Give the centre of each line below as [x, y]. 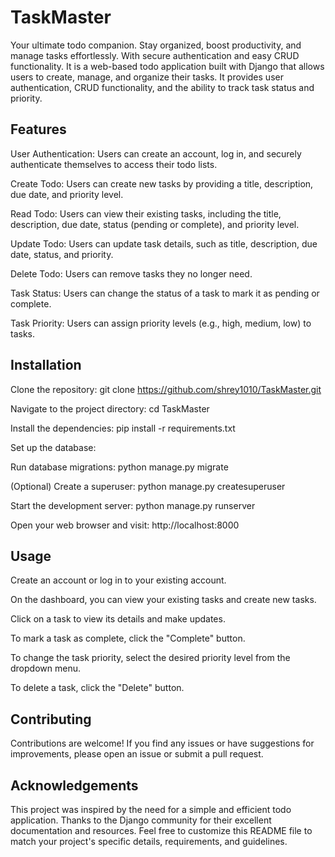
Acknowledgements [74, 785]
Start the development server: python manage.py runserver [133, 505]
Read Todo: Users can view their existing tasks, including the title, [146, 213]
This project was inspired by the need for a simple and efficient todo [151, 809]
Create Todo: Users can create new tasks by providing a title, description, [162, 183]
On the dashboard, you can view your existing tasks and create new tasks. [163, 600]
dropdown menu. [45, 668]
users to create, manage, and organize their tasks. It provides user [147, 77]
